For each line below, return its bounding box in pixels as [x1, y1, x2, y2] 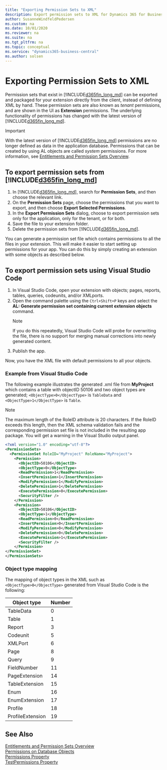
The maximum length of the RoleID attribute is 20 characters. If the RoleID [5, 417, 157, 423]
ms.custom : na [5, 21, 35, 26]
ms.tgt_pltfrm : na [5, 40, 43, 45]
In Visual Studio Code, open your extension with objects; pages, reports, [12, 287, 161, 293]
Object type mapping [5, 565, 57, 572]
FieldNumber [7, 664, 38, 671]
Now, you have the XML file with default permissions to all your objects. [5, 357, 152, 363]
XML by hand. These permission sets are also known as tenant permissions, [5, 102, 162, 108]
